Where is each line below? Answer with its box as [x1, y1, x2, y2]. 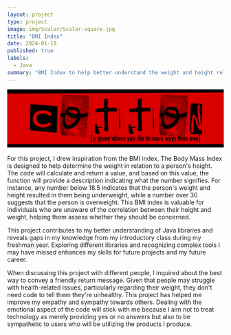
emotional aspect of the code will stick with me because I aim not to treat [7, 305, 214, 314]
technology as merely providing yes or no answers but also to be [7, 313, 191, 321]
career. [7, 255, 27, 264]
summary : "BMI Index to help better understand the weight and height [7, 69, 214, 76]
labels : [7, 55, 30, 62]
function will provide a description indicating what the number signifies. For [7, 176, 221, 185]
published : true [7, 47, 54, 54]
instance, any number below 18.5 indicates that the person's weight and [7, 184, 211, 192]
